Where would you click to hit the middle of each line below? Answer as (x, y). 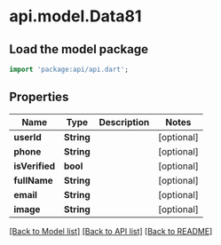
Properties (39, 97)
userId (28, 137)
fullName (33, 180)
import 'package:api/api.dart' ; (69, 69)
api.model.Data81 (75, 16)
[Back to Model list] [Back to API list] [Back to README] (111, 231)
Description (124, 122)
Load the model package (79, 49)
